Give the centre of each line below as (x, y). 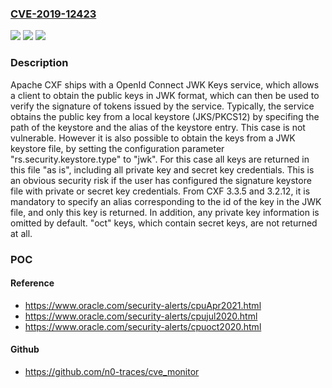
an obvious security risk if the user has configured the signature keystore (161, 180)
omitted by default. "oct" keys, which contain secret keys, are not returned (164, 223)
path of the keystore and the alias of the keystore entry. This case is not (158, 127)
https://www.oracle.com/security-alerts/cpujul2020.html (141, 316)
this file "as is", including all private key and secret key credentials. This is (162, 169)
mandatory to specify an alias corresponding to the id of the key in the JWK (166, 201)
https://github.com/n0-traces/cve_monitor (112, 371)
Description (39, 63)
